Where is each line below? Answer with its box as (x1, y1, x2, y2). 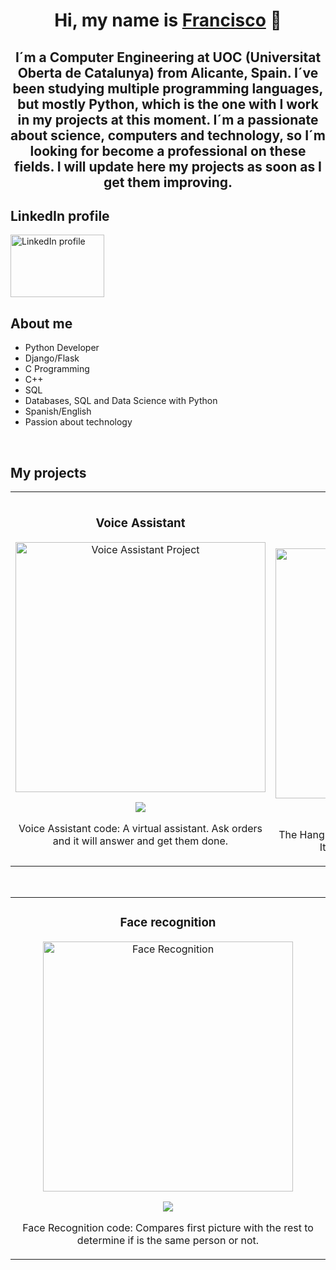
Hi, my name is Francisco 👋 (54, 9, 282, 32)
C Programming (24, 363, 90, 375)
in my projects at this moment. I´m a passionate (17, 111, 319, 128)
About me (10, 315, 73, 332)
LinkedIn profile (10, 207, 110, 224)
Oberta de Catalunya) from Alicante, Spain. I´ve (17, 64, 319, 81)
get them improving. (103, 174, 233, 191)
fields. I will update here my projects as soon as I (13, 158, 323, 175)
